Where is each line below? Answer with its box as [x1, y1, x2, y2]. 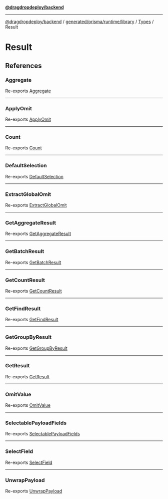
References [5, 61, 42, 70]
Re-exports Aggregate [5, 88, 51, 94]
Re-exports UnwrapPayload [5, 488, 62, 494]
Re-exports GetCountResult [5, 288, 62, 294]
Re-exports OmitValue [5, 402, 51, 408]
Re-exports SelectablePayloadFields [5, 431, 80, 437]
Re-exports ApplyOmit [5, 116, 51, 122]
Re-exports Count [5, 145, 42, 151]
